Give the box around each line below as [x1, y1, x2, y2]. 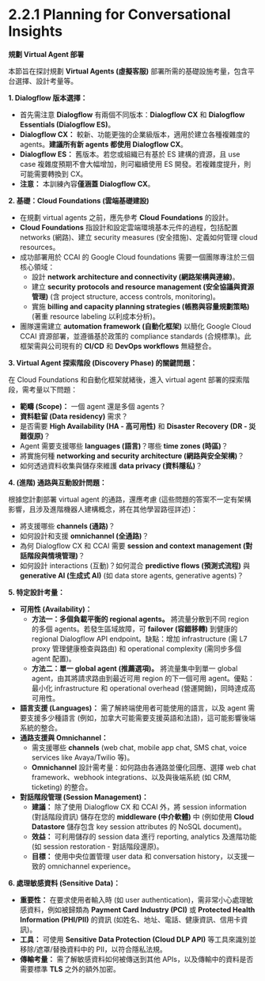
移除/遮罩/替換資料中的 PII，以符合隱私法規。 [19, 944, 168, 954]
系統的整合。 [19, 722, 62, 733]
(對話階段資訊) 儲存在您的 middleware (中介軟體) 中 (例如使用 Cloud [31, 812, 255, 821]
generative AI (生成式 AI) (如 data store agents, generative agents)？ [19, 570, 244, 580]
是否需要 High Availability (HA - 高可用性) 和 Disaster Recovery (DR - [19, 421, 248, 430]
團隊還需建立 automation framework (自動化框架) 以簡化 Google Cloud [19, 321, 252, 331]
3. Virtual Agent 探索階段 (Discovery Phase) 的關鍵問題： [8, 358, 198, 367]
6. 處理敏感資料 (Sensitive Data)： [8, 878, 121, 888]
